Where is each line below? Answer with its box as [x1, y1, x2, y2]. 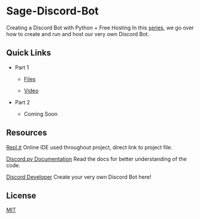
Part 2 [14, 98, 31, 106]
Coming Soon [23, 110, 58, 118]
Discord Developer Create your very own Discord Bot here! [6, 173, 151, 181]
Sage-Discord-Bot [6, 4, 99, 18]
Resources [6, 128, 47, 138]
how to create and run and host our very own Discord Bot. [6, 30, 150, 37]
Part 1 [14, 64, 29, 71]
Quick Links [6, 48, 51, 58]
